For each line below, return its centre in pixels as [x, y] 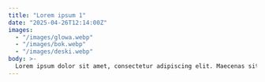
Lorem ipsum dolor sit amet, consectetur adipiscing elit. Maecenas [130, 66]
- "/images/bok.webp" [51, 45]
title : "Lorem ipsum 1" [47, 15]
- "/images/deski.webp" [54, 52]
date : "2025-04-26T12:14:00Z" [58, 23]
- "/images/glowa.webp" [54, 37]
